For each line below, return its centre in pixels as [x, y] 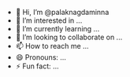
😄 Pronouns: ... [41, 57]
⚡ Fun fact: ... [37, 66]
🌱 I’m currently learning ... [58, 29]
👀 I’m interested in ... [49, 20]
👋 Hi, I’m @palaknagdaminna [62, 12]
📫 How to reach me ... [52, 46]
